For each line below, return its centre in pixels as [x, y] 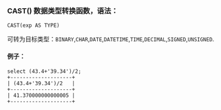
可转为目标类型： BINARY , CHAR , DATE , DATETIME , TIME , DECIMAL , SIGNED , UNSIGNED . [111, 39]
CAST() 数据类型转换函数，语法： [63, 10]
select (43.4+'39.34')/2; [44, 71]
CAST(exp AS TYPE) [33, 25]
